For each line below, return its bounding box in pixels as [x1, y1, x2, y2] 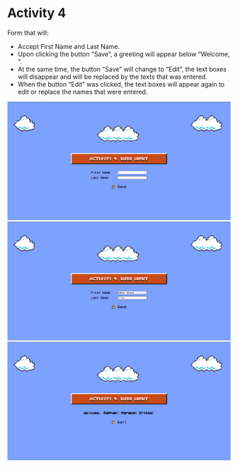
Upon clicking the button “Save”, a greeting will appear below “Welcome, [17, 50, 230, 58]
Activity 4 [7, 5, 67, 21]
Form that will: [7, 28, 49, 37]
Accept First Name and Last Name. [17, 42, 120, 50]
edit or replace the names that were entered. [17, 87, 148, 96]
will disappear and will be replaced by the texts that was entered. [17, 72, 208, 81]
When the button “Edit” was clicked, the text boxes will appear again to [17, 80, 225, 88]
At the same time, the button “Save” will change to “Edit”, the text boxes [17, 65, 227, 73]
